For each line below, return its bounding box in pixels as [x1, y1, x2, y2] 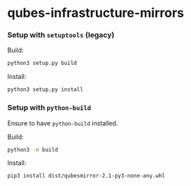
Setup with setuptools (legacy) [7, 30, 115, 40]
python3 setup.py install [7, 86, 83, 93]
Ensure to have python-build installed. [7, 118, 118, 128]
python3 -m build [7, 146, 58, 153]
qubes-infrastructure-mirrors [7, 5, 185, 21]
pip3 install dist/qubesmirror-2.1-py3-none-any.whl [7, 173, 166, 180]
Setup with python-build [7, 103, 92, 113]
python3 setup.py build [7, 60, 78, 67]
